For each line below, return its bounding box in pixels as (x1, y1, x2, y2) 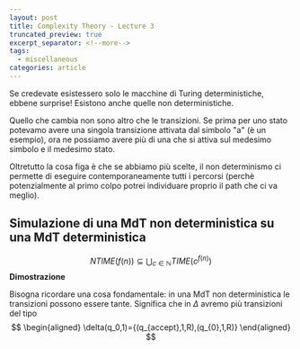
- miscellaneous (17, 55, 78, 64)
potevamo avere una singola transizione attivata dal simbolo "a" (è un (9, 124, 267, 135)
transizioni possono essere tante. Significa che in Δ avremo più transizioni (9, 299, 283, 309)
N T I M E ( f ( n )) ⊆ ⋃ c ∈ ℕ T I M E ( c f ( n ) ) (89, 254, 213, 268)
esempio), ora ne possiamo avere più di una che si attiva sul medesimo (9, 134, 272, 145)
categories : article (9, 64, 87, 73)
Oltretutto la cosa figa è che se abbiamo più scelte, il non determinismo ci (9, 161, 281, 172)
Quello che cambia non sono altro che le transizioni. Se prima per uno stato (9, 114, 288, 126)
